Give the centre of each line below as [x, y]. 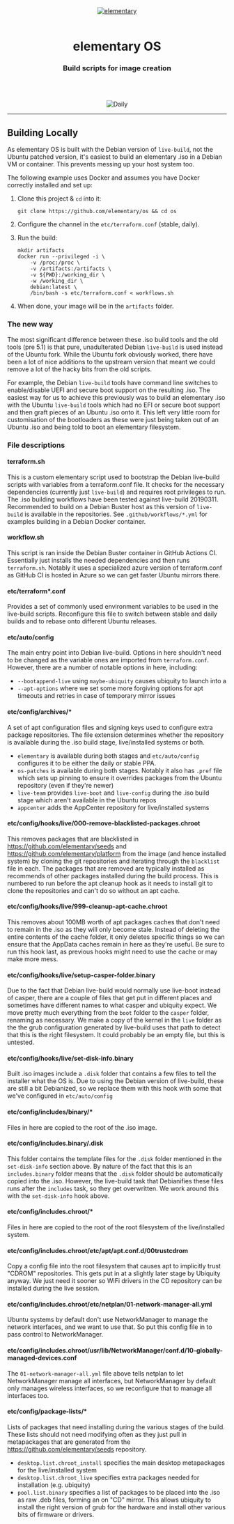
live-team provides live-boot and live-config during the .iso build [113, 793]
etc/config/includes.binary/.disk [55, 1143]
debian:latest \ [54, 287]
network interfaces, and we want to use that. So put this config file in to [110, 1327]
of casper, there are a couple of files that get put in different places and [110, 998]
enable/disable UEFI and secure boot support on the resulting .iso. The [109, 390]
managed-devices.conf [42, 1358]
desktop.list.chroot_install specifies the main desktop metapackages [121, 1463]
